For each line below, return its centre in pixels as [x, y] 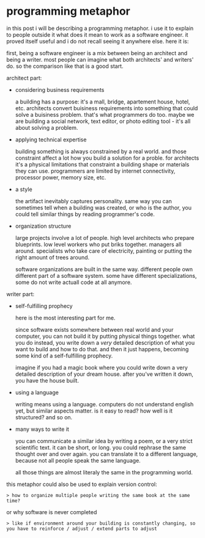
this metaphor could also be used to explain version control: [82, 484]
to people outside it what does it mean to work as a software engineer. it [97, 34]
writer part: [20, 294]
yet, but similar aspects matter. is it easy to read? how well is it [94, 411]
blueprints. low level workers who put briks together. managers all [98, 244]
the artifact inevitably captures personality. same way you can [94, 201]
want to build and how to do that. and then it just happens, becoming [102, 349]
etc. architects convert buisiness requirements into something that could [106, 108]
